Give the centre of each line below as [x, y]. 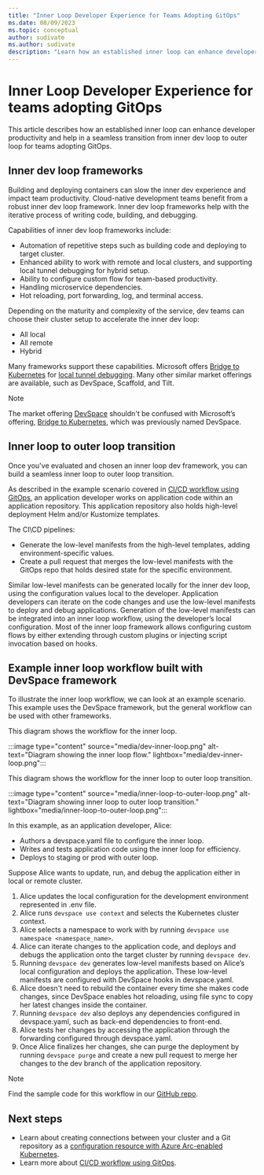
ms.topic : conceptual [44, 30]
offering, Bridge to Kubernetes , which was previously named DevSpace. [125, 422]
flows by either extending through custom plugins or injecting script [118, 635]
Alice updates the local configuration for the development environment [134, 897]
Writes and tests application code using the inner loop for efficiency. [130, 849]
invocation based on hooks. [53, 643]
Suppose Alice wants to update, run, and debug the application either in [125, 873]
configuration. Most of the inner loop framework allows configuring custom [130, 627]
